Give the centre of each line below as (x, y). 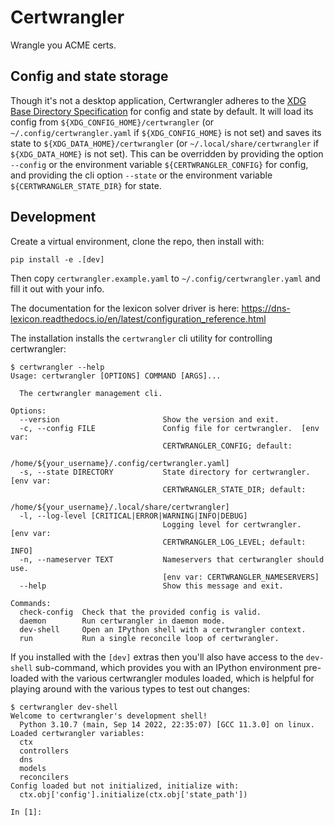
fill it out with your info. (57, 288)
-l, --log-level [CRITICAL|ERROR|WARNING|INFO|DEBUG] (133, 516)
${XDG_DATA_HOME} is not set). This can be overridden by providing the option (167, 153)
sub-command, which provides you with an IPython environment (168, 667)
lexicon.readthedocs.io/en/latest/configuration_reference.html (138, 318)
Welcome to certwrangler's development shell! (109, 716)
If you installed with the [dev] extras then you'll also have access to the (157, 657)
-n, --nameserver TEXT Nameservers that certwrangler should (172, 559)
